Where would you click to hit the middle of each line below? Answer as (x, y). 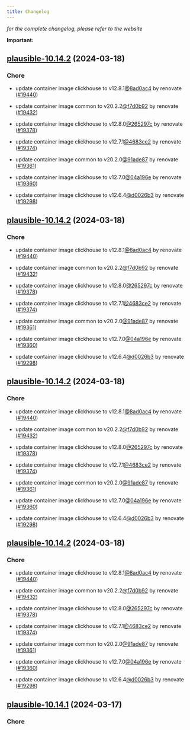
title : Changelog (28, 12)
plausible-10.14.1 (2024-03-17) (65, 704)
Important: (20, 40)
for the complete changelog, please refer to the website (75, 28)
